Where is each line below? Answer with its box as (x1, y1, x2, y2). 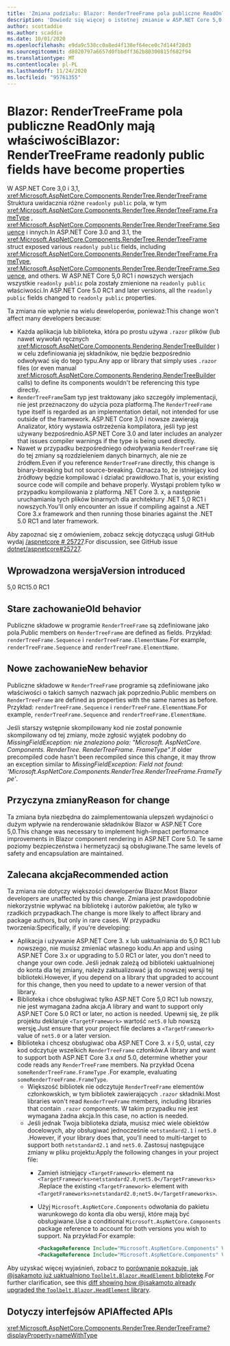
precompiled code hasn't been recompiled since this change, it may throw (7, 753, 217, 761)
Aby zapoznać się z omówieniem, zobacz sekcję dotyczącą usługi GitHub (7, 530, 215, 539)
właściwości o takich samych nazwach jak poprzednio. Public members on (7, 688, 216, 696)
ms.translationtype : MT (7, 55, 75, 62)
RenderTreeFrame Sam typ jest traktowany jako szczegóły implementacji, (16, 393, 218, 401)
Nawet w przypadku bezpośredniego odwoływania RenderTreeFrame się (16, 444, 218, 453)
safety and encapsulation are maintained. (7, 849, 124, 858)
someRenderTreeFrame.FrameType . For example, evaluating (16, 1068, 177, 1076)
